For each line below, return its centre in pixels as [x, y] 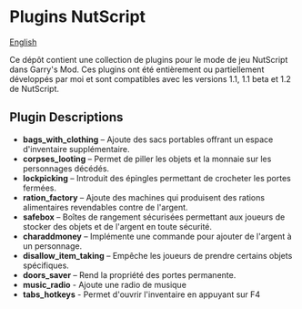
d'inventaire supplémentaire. [76, 149]
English [23, 42]
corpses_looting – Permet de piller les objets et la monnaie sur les [147, 159]
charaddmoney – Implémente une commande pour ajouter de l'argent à [157, 236]
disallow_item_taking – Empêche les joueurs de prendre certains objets [157, 255]
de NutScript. [35, 88]
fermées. [40, 188]
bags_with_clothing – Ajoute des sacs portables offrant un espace [148, 139]
